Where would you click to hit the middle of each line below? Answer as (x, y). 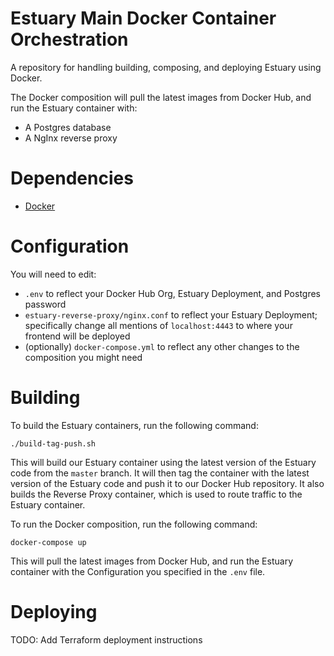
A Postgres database (68, 127)
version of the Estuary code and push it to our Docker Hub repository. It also (167, 483)
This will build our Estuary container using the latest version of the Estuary (163, 462)
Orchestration (69, 39)
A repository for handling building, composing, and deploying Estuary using (166, 67)
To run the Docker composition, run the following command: (134, 524)
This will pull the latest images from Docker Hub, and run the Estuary (151, 561)
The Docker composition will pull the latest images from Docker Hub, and (161, 97)
